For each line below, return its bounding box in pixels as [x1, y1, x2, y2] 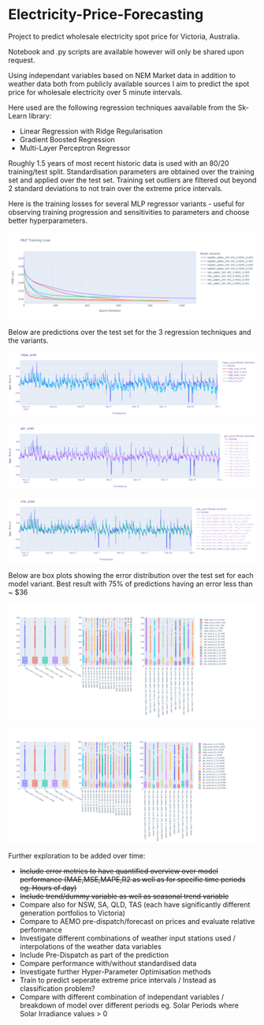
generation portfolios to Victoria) [19, 908, 126, 918]
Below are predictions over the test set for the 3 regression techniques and [8, 328, 251, 337]
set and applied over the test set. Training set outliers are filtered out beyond [8, 175, 257, 185]
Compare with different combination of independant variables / [19, 992, 225, 1001]
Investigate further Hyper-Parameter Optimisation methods [19, 967, 211, 976]
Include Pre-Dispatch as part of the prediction [19, 950, 169, 959]
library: [28, 111, 52, 120]
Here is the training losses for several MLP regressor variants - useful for [8, 199, 245, 208]
